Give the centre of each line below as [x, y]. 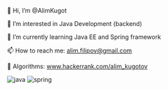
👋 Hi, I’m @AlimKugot [37, 11]
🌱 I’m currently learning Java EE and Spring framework [84, 37]
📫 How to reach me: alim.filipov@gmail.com [70, 50]
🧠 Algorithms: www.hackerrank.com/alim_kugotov [78, 66]
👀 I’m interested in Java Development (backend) [74, 24]
